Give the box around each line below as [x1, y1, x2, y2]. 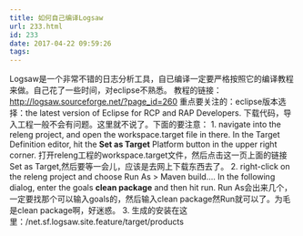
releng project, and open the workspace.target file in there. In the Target [9, 129, 280, 140]
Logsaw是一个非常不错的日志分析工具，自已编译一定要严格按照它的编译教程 [9, 74, 294, 85]
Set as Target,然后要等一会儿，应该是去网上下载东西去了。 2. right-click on [9, 161, 291, 172]
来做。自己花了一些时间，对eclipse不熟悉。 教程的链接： [9, 85, 223, 96]
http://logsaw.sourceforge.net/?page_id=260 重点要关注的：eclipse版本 [9, 97, 279, 108]
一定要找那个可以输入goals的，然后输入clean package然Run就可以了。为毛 [9, 193, 291, 205]
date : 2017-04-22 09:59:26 [9, 38, 112, 48]
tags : [9, 47, 30, 56]
